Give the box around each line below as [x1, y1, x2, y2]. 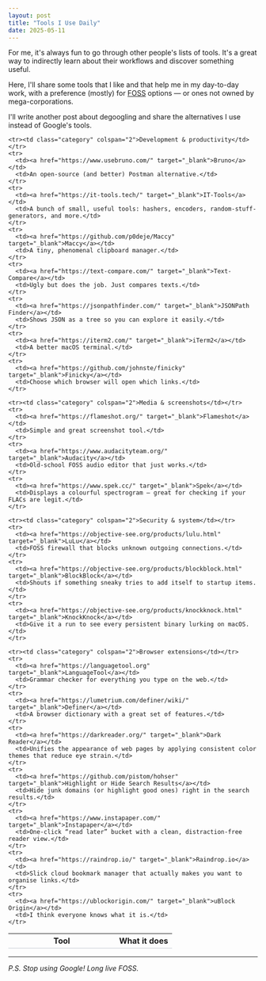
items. [234, 579, 257, 587]
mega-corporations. [8, 97, 74, 107]
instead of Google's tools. [8, 120, 93, 131]
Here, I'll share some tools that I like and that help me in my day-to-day [8, 80, 239, 89]
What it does [119, 935, 169, 946]
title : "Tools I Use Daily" [8, 19, 101, 27]
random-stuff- [210, 205, 257, 214]
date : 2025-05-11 [8, 26, 66, 34]
